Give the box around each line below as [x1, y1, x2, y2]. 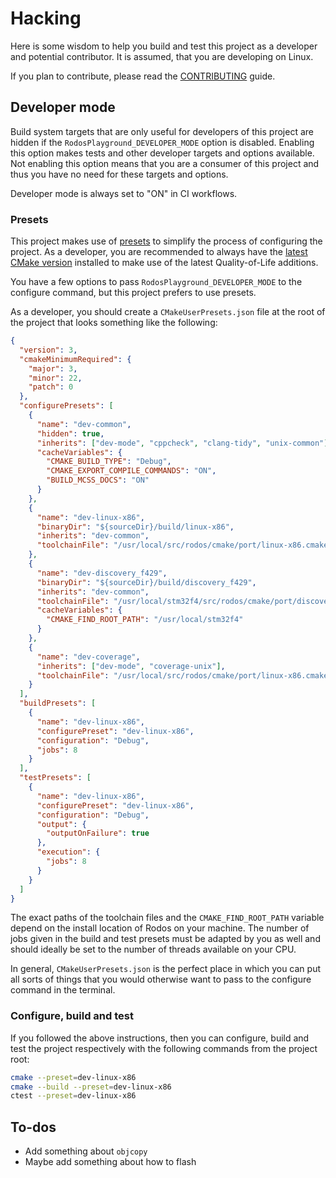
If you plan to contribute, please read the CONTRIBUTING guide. [10, 70, 276, 82]
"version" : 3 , [19, 345, 78, 355]
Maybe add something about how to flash [24, 1156, 197, 1168]
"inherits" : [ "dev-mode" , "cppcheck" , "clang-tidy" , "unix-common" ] [36, 438, 329, 448]
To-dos [10, 1118, 57, 1136]
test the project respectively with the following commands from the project [10, 1042, 318, 1054]
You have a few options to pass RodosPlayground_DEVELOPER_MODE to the [10, 276, 303, 288]
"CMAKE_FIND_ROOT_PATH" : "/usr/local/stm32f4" [46, 615, 244, 625]
